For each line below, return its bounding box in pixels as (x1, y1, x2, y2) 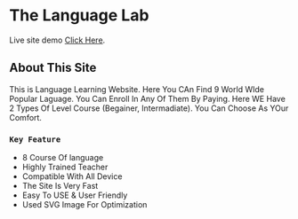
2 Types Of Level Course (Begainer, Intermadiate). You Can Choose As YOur (9, 103, 289, 113)
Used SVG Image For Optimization (21, 199, 148, 210)
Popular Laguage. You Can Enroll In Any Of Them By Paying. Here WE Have (9, 93, 286, 104)
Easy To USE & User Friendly (21, 190, 128, 200)
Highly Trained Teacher (21, 161, 109, 173)
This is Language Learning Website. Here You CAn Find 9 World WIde (9, 83, 265, 94)
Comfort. (9, 112, 43, 122)
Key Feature (9, 134, 61, 145)
